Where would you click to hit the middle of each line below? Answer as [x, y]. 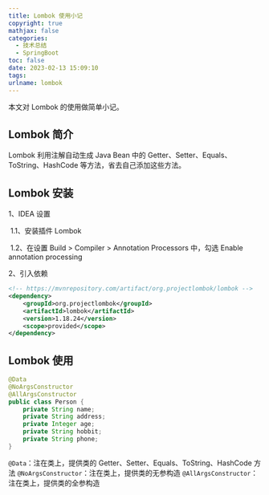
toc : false [26, 61]
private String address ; [64, 417]
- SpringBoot [37, 53]
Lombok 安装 [41, 193]
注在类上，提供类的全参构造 [54, 483]
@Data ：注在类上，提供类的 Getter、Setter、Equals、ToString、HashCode [130, 463]
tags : [17, 75]
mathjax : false [34, 30]
